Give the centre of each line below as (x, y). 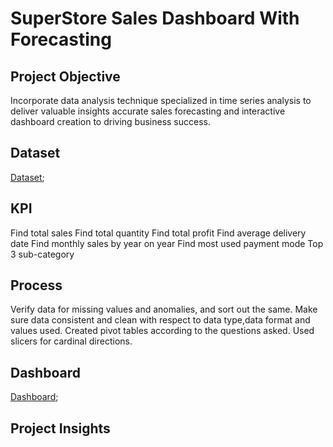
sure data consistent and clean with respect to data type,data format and (160, 320)
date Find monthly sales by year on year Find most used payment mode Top (167, 243)
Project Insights (60, 428)
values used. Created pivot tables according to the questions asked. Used (162, 331)
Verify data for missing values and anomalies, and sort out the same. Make (164, 309)
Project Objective (65, 76)
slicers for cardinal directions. (71, 341)
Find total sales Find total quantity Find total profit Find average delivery (158, 233)
